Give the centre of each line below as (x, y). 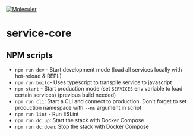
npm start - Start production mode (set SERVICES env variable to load (99, 89)
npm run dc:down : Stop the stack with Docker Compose (82, 126)
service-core (39, 33)
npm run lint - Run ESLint (47, 114)
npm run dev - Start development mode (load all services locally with (98, 69)
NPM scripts (30, 55)
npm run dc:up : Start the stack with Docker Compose (79, 120)
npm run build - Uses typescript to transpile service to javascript (93, 82)
